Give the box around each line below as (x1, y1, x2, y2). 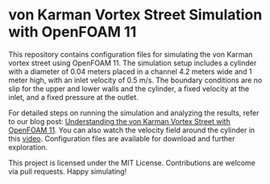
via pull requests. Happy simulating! (8, 166, 127, 176)
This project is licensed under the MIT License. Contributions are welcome (8, 157, 255, 167)
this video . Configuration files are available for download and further (8, 133, 235, 143)
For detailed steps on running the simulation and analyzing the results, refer (8, 107, 260, 118)
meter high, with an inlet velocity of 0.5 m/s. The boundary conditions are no (8, 75, 263, 85)
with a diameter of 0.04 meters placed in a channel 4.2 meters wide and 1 (8, 66, 252, 76)
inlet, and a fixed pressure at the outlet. (8, 92, 139, 102)
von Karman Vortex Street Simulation (8, 6, 263, 24)
